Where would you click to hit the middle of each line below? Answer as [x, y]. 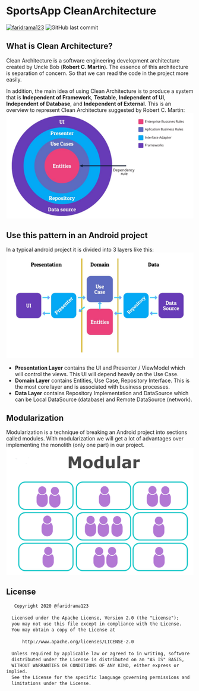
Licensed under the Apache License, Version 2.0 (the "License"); [95, 618]
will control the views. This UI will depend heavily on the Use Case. [97, 374]
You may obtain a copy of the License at [64, 630]
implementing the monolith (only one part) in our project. [75, 445]
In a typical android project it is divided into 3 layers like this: [80, 250]
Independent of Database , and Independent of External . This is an [89, 104]
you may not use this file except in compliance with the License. [97, 624]
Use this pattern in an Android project [77, 235]
